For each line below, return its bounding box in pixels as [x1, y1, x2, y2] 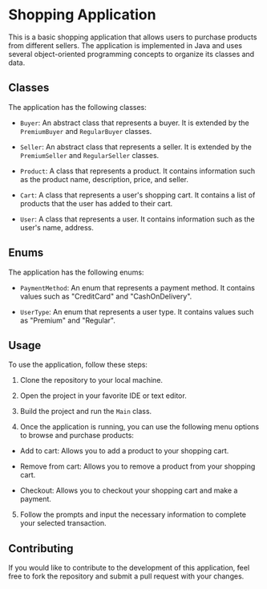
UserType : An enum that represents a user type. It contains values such [19, 307, 254, 316]
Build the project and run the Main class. [19, 407, 152, 416]
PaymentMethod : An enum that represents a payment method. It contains [19, 282, 255, 292]
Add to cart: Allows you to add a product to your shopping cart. [19, 446, 229, 456]
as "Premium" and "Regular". [19, 315, 116, 325]
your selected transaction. [19, 518, 107, 528]
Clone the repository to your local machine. [19, 376, 163, 385]
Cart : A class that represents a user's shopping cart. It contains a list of [19, 190, 256, 200]
